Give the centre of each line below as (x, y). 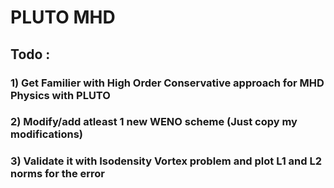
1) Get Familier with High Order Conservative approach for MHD (167, 83)
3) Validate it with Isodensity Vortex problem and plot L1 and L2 (166, 161)
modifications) (47, 134)
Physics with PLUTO (60, 95)
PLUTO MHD (63, 17)
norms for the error (58, 174)
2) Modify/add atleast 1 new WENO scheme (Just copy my (154, 122)
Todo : (30, 54)
